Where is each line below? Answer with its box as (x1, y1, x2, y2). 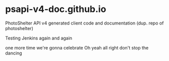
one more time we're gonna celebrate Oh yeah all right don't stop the (5, 44, 149, 50)
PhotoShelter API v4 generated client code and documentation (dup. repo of (5, 20, 164, 26)
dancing (5, 50, 22, 56)
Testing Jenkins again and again (5, 35, 72, 41)
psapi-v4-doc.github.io (5, 3, 106, 15)
